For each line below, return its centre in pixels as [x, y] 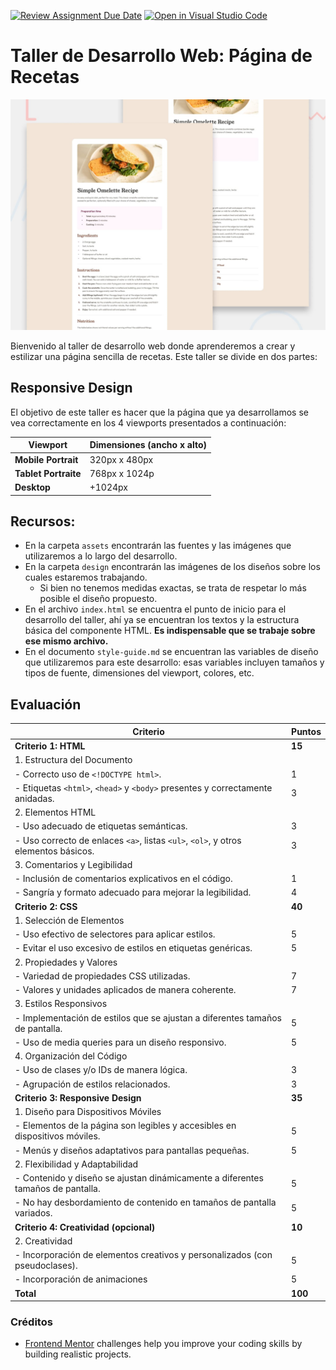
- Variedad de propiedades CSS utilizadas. [102, 976]
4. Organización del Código [71, 1056]
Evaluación [46, 704]
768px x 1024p [122, 473]
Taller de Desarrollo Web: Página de [161, 56]
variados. [33, 1213]
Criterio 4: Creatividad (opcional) [85, 1227]
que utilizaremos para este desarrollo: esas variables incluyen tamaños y [174, 662]
